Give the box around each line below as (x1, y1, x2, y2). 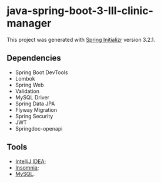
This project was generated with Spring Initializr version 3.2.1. (6, 36, 155, 43)
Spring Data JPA (15, 100, 55, 107)
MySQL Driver (15, 94, 49, 101)
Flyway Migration (15, 106, 58, 113)
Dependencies (6, 53, 61, 63)
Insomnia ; (15, 164, 39, 171)
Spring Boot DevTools (15, 69, 68, 76)
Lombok (15, 75, 36, 82)
